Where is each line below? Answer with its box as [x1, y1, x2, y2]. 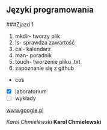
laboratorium [14, 87, 47, 95]
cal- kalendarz [14, 45, 51, 52]
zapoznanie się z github [14, 64, 75, 72]
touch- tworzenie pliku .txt [14, 58, 81, 65]
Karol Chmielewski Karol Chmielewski [6, 118, 102, 125]
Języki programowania [6, 5, 94, 15]
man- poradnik [14, 51, 52, 59]
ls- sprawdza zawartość [14, 39, 75, 46]
